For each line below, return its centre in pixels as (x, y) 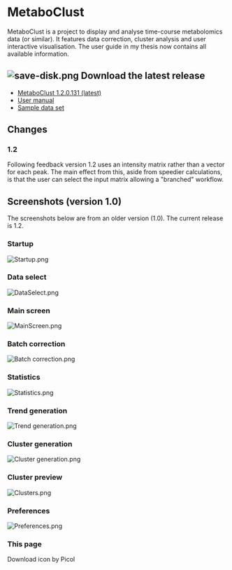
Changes (27, 130)
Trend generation (37, 411)
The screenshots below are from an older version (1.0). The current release (115, 218)
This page (24, 544)
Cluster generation (40, 443)
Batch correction (36, 344)
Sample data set (41, 107)
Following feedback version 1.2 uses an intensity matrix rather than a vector (116, 164)
